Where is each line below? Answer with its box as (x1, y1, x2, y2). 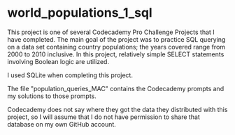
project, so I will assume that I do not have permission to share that (7, 113, 201, 121)
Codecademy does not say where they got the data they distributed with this (7, 105, 228, 113)
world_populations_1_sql (7, 5, 152, 21)
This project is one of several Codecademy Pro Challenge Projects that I (7, 28, 215, 36)
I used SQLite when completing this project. (7, 71, 133, 79)
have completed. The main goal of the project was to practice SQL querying (7, 35, 226, 43)
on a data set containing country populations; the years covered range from (7, 42, 226, 51)
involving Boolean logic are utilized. (7, 57, 110, 65)
